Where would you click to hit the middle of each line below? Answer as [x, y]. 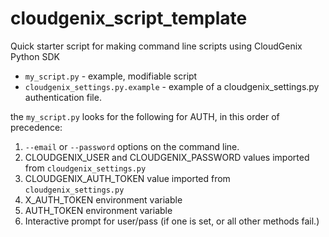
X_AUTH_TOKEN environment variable [103, 199]
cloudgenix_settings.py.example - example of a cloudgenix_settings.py [172, 86]
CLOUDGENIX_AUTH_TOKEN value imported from [127, 178]
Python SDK [35, 56]
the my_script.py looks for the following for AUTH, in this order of [145, 116]
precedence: [36, 127]
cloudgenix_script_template [129, 18]
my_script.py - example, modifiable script [111, 76]
